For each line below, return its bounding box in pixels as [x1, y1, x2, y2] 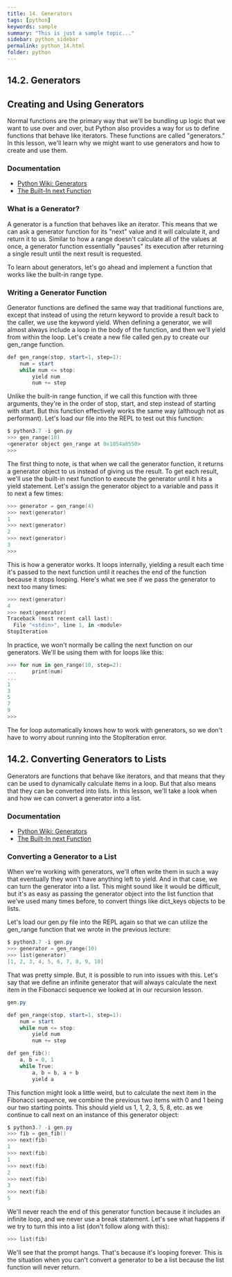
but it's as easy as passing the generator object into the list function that [7, 890, 214, 898]
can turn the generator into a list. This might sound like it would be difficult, [7, 882, 222, 891]
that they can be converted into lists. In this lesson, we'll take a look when [7, 786, 217, 795]
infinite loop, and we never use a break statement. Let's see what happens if [7, 1215, 225, 1223]
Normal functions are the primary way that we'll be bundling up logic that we [7, 117, 226, 125]
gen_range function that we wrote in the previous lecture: [7, 925, 171, 934]
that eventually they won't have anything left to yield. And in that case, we [7, 875, 218, 883]
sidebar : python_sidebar [7, 36, 79, 43]
